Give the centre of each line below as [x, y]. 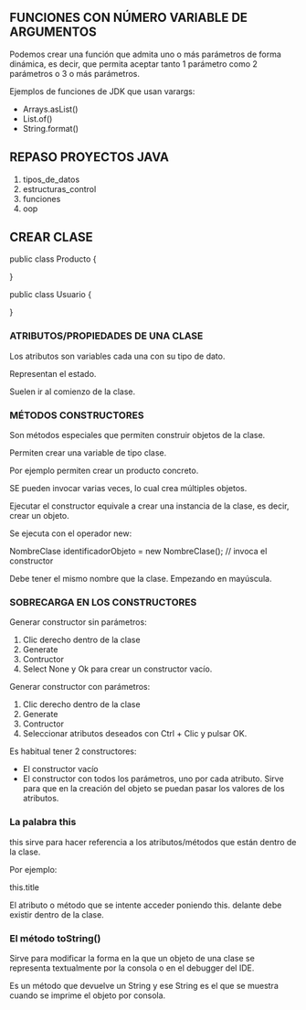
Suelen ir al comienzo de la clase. [73, 392]
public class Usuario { [51, 295]
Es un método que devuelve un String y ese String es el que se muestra [144, 985]
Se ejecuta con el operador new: [71, 533]
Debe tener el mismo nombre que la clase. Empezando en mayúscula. [141, 579]
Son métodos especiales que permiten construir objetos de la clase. [137, 435]
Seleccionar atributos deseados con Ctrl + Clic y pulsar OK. [135, 734]
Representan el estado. [53, 373]
